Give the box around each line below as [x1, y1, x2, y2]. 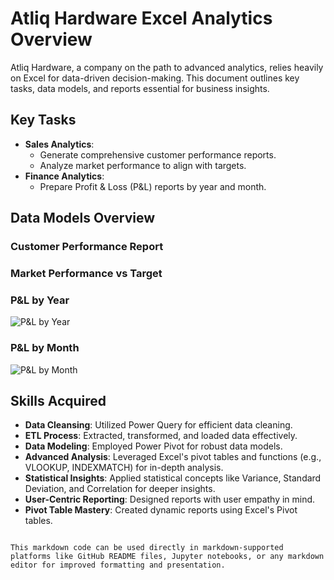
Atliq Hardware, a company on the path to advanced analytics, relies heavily [10, 61, 324, 73]
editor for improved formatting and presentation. [10, 560, 226, 571]
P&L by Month [10, 341, 80, 355]
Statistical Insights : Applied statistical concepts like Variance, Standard [24, 472, 322, 484]
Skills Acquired [10, 392, 107, 409]
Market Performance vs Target [10, 266, 163, 280]
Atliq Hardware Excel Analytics [10, 7, 273, 30]
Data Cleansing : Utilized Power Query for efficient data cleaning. [24, 419, 293, 431]
